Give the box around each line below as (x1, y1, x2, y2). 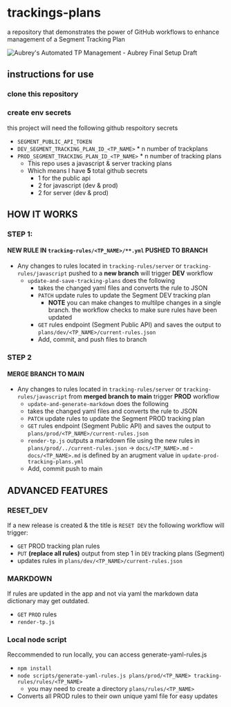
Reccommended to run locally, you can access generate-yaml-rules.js (7, 650, 207, 659)
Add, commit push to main (27, 465, 103, 473)
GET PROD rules (17, 610, 57, 618)
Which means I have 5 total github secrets (27, 166, 148, 174)
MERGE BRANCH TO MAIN (7, 369, 84, 378)
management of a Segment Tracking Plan (7, 35, 126, 43)
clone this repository (7, 89, 79, 99)
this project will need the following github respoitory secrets (7, 123, 178, 132)
